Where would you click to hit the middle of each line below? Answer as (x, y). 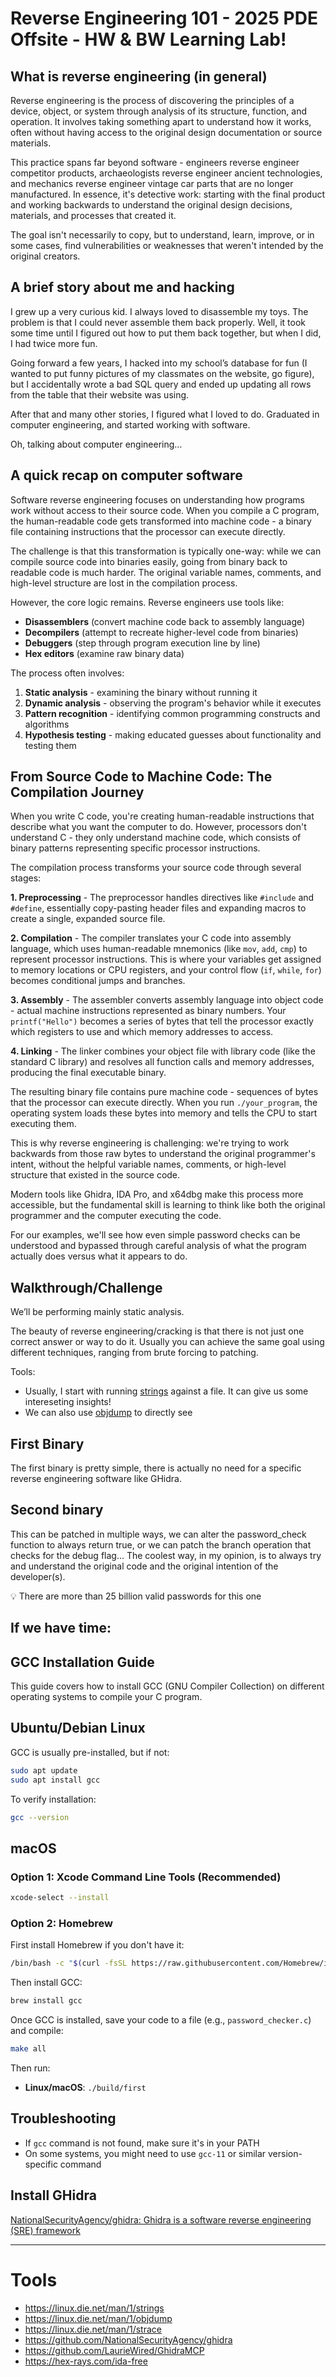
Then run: (30, 2068)
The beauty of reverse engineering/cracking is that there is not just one (157, 1331)
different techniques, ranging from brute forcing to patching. (134, 1353)
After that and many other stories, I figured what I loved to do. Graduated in (165, 414)
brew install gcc (46, 2001)
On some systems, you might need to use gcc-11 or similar (145, 2153)
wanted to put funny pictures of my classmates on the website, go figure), (162, 373)
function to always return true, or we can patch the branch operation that (161, 1544)
